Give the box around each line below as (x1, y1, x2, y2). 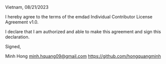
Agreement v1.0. (5, 19, 39, 25)
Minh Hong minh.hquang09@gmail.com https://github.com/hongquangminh (5, 53, 161, 59)
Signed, (5, 44, 21, 49)
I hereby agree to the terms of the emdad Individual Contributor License (5, 14, 153, 19)
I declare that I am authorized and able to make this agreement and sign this (5, 29, 161, 34)
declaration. (5, 34, 30, 40)
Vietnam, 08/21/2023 (5, 4, 49, 10)
